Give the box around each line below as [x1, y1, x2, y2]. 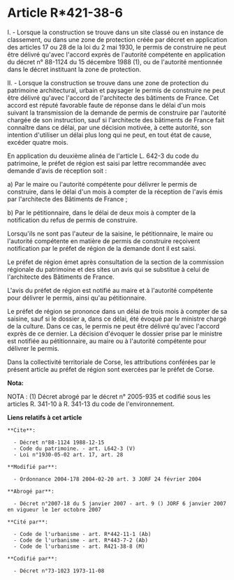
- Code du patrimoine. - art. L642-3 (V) [13, 445, 136, 452]
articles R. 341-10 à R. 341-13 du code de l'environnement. [7, 400, 175, 408]
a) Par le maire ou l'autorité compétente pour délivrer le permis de [7, 180, 198, 188]
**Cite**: [7, 426, 36, 434]
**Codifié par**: [7, 555, 58, 562]
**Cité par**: [7, 519, 49, 525]
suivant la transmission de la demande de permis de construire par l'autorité [7, 108, 227, 117]
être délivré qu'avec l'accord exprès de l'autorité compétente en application [7, 50, 226, 59]
